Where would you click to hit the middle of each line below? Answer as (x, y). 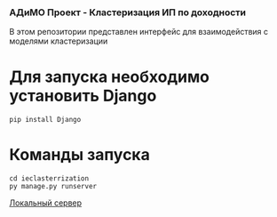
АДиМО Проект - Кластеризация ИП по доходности (128, 12)
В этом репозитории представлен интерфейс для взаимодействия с (139, 32)
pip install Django (45, 120)
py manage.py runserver (53, 187)
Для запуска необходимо (110, 77)
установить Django (83, 96)
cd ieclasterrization (49, 179)
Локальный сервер (46, 203)
